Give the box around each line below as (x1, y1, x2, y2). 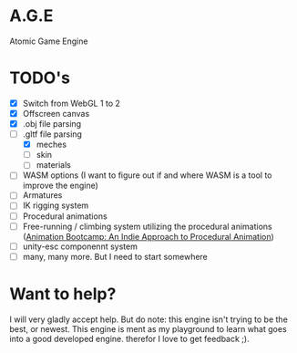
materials (36, 160, 71, 171)
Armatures (22, 190, 63, 201)
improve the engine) (22, 180, 98, 192)
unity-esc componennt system (22, 241, 138, 252)
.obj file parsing (22, 119, 82, 129)
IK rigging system (22, 200, 89, 211)
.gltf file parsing (22, 129, 82, 140)
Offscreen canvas (22, 108, 90, 119)
